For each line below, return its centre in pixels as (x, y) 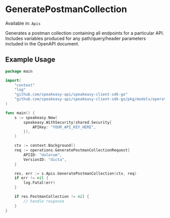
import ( (13, 80)
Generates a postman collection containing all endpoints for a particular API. (85, 33)
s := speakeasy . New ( (36, 118)
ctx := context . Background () (45, 146)
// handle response (44, 201)
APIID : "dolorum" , (43, 155)
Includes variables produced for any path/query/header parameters (76, 38)
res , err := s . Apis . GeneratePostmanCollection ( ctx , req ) (76, 173)
